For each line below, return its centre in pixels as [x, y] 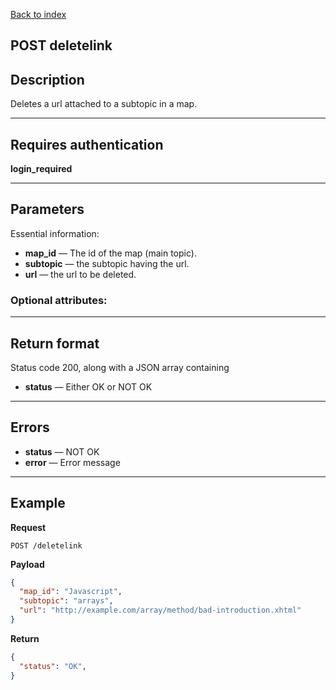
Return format [55, 343]
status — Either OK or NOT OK [88, 386]
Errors [30, 427]
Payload [27, 564]
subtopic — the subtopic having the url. [107, 263]
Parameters [47, 209]
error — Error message [72, 462]
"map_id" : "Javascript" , [71, 592]
